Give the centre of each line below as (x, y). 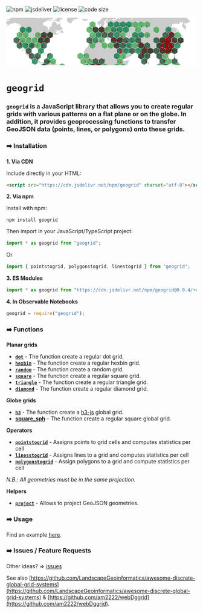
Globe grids (21, 400)
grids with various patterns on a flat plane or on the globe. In (97, 114)
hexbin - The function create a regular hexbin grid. (78, 363)
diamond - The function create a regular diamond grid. (82, 389)
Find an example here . (34, 535)
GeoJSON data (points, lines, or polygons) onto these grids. (96, 129)
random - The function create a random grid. (69, 369)
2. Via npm (20, 196)
